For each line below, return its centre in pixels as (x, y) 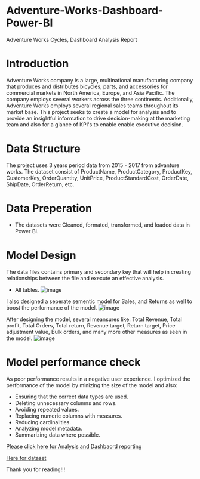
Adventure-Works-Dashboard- (85, 10)
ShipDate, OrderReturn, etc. (40, 184)
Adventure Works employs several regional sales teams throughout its (92, 106)
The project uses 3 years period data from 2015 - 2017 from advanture (93, 165)
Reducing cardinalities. (43, 422)
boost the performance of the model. (52, 307)
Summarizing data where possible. (57, 435)
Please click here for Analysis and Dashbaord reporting (74, 446)
